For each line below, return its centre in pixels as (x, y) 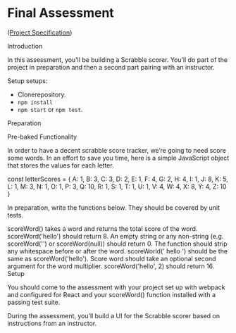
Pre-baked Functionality (42, 137)
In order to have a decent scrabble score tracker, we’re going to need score (117, 150)
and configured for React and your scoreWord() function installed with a (112, 294)
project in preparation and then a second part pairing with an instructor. (111, 67)
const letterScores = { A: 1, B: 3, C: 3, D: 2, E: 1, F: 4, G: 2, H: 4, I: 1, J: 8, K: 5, (118, 179)
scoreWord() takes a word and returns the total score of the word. (103, 228)
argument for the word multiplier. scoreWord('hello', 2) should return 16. (111, 266)
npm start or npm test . (50, 109)
